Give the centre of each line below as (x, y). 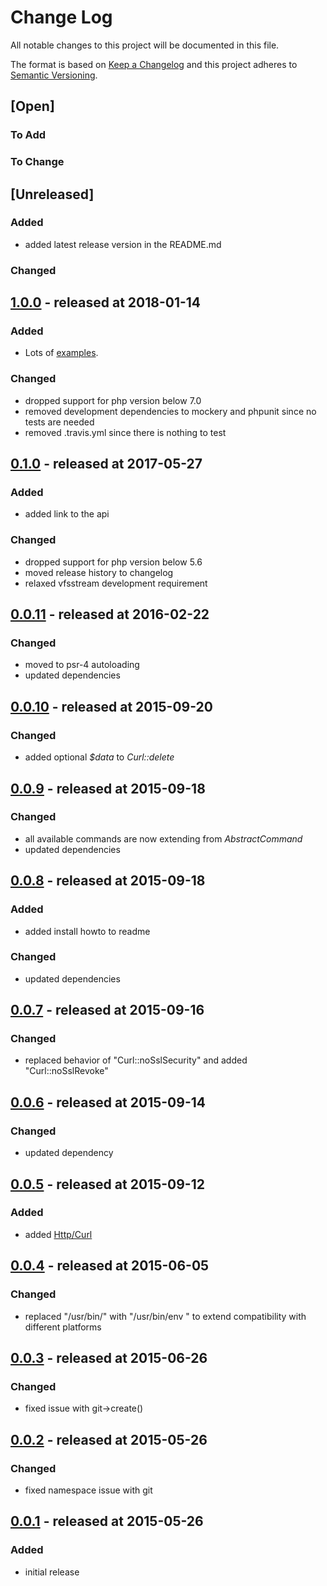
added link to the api (67, 514)
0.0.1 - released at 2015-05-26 (107, 1521)
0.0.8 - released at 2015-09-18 (108, 881)
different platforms (63, 1327)
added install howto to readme (87, 931)
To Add (28, 135)
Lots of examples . (61, 353)
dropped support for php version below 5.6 (113, 562)
